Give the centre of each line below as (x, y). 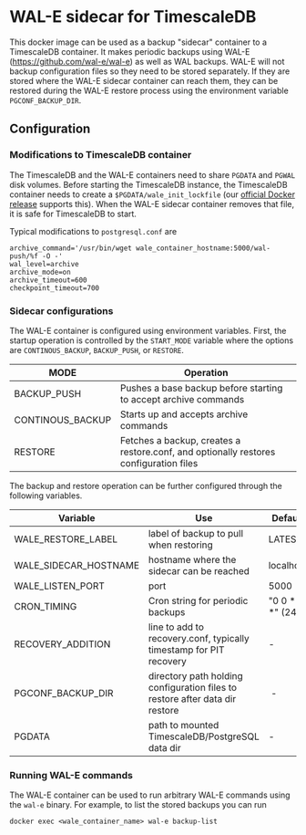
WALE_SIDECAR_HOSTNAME (76, 565)
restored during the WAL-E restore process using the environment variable (149, 90)
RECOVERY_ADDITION (62, 643)
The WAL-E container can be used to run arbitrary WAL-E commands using (150, 795)
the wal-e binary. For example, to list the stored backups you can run (138, 805)
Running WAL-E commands (71, 775)
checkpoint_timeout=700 (55, 288)
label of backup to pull (196, 533)
